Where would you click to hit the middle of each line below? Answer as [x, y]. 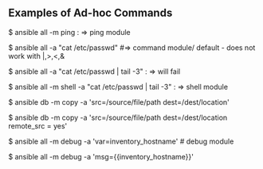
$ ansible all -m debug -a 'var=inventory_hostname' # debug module [121, 141]
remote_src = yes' [38, 125]
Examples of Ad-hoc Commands [90, 13]
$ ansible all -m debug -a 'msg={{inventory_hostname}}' [101, 156]
